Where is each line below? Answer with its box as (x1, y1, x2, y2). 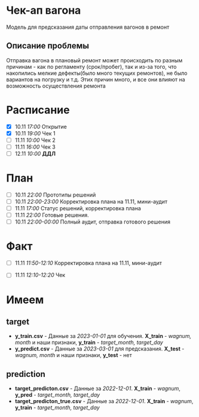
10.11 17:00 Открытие (14, 123, 68, 130)
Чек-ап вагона (6, 4, 81, 17)
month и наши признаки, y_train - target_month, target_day (14, 339, 163, 346)
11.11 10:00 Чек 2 (14, 136, 56, 144)
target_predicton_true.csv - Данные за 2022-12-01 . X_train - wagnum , (14, 398, 194, 405)
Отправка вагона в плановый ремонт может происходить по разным (6, 56, 183, 64)
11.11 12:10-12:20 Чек (14, 271, 66, 279)
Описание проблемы (6, 41, 90, 51)
